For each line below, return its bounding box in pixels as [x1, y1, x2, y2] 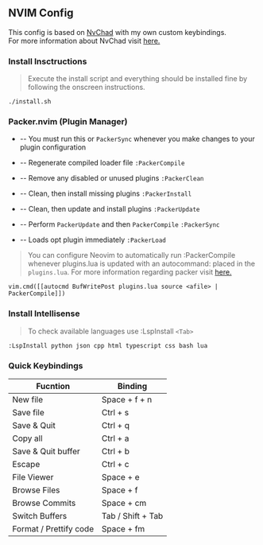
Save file [12, 407, 45, 418]
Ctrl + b [102, 446, 130, 457]
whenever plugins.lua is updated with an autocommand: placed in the [27, 259, 256, 269]
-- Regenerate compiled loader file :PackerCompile [19, 158, 185, 168]
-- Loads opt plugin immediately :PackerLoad [19, 235, 167, 245]
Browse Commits [12, 497, 76, 508]
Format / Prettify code [12, 524, 94, 534]
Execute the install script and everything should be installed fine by [27, 74, 248, 84]
